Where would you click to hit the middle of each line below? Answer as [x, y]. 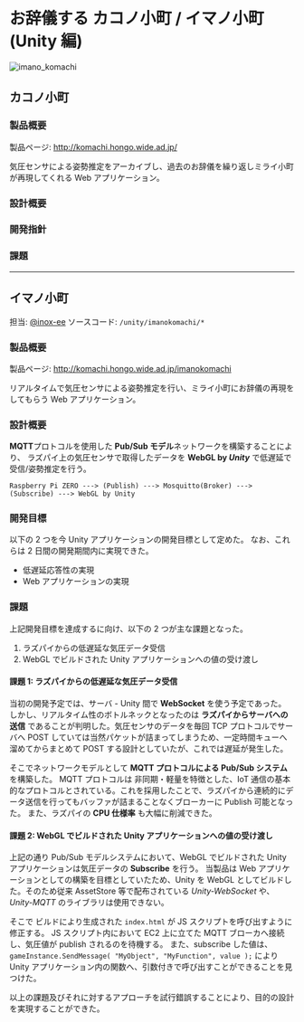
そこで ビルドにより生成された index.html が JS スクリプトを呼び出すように [151, 922]
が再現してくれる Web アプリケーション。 [87, 177]
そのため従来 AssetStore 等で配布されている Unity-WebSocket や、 [150, 891]
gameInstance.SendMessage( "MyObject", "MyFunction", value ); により [144, 956]
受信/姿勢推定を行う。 [51, 469]
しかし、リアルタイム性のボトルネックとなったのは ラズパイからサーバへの [149, 714]
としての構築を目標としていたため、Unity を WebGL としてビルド [162, 880]
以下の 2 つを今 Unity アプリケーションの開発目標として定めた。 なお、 [142, 540]
